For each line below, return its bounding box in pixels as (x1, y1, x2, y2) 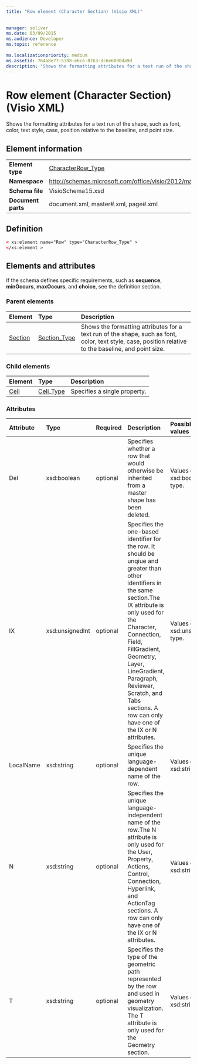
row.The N (127, 826, 157, 834)
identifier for (127, 535, 162, 543)
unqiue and (127, 557, 158, 565)
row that (127, 452, 151, 460)
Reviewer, (127, 682, 155, 690)
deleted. (127, 511, 150, 519)
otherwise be (127, 466, 164, 475)
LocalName (9, 761, 41, 770)
